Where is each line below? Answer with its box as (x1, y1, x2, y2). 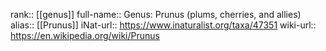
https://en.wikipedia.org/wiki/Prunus (10, 30, 160, 41)
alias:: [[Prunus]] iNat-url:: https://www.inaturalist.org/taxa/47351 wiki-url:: (10, 19, 317, 31)
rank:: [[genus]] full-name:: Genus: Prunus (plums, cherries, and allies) (10, 9, 302, 20)
